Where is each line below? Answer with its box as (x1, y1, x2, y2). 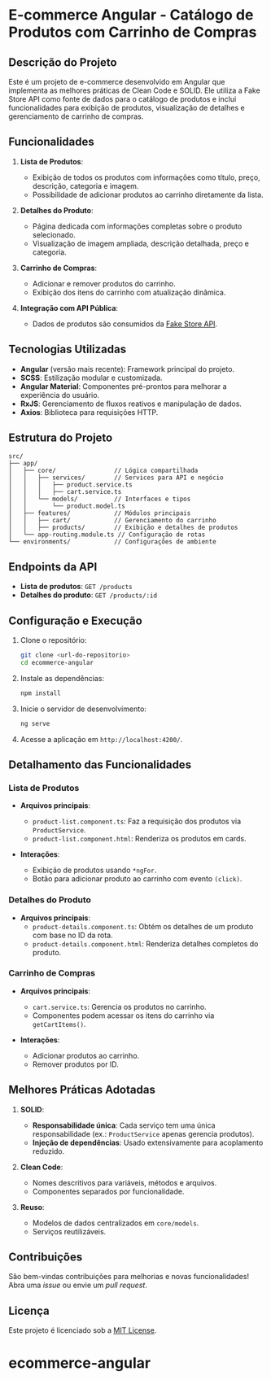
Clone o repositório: (20, 635, 87, 645)
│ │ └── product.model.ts (8, 502, 126, 510)
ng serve (20, 719, 50, 727)
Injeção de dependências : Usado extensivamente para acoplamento (32, 1138, 264, 1147)
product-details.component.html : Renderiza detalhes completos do (32, 938, 259, 949)
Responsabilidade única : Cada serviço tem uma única (32, 1120, 216, 1130)
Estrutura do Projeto (8, 431, 113, 445)
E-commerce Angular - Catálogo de (8, 6, 254, 24)
